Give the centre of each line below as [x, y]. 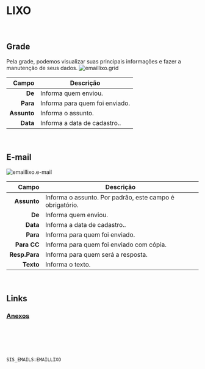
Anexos [18, 316]
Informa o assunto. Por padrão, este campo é [110, 197]
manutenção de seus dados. [42, 68]
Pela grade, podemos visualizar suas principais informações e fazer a [94, 61]
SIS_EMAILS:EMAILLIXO [34, 360]
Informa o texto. [68, 264]
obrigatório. [62, 205]
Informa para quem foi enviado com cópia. [106, 245]
